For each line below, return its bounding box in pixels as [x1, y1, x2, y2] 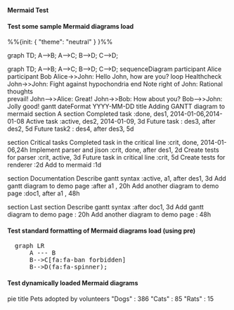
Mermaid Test [7, 6, 49, 14]
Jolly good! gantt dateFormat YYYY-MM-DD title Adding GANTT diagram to [7, 102, 226, 111]
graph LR [14, 242, 45, 250]
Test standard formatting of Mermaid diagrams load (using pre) [7, 226, 196, 235]
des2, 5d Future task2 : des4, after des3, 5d [7, 124, 134, 133]
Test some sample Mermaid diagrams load [7, 22, 134, 30]
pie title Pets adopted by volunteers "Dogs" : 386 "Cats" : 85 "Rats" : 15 [7, 295, 214, 303]
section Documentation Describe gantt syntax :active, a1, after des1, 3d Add [7, 174, 226, 183]
